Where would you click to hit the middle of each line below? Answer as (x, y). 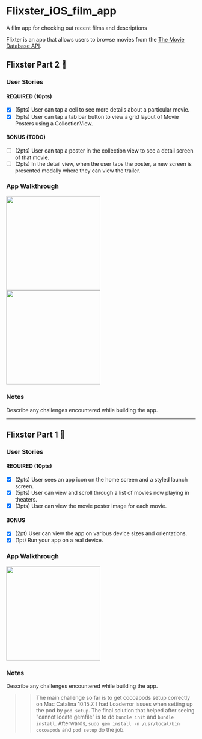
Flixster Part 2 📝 (37, 65)
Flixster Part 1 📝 (36, 434)
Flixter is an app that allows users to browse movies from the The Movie (95, 39)
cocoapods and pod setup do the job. (80, 730)
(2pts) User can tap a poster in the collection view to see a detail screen (104, 150)
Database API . (24, 46)
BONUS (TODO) (26, 137)
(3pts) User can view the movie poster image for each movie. (91, 506)
